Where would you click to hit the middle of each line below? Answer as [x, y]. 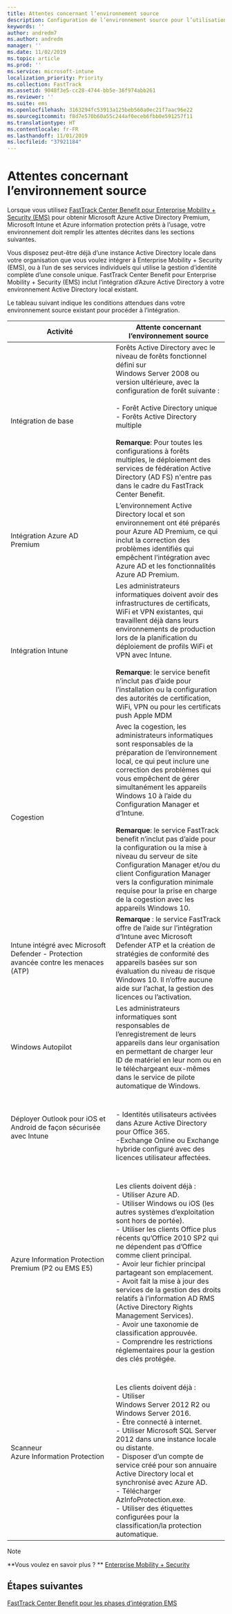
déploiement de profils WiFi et [164, 647]
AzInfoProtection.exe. [151, 1500]
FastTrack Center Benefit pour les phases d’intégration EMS [92, 1603]
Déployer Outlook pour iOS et [58, 1119]
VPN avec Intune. [144, 655]
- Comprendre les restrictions [164, 1342]
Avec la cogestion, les [151, 727]
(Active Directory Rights [154, 1307]
